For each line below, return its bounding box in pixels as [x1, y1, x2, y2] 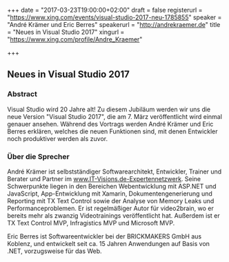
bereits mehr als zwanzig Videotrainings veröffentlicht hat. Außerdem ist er [7, 211, 220, 220]
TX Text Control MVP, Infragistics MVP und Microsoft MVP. [7, 218, 175, 227]
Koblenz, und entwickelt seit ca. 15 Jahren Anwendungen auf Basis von [7, 239, 210, 247]
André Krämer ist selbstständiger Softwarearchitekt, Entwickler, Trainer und [7, 167, 222, 176]
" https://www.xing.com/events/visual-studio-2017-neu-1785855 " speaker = [7, 13, 222, 21]
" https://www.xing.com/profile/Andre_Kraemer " [7, 35, 143, 44]
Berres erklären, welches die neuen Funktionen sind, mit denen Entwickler [7, 127, 219, 135]
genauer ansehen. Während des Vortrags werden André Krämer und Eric [7, 120, 214, 128]
